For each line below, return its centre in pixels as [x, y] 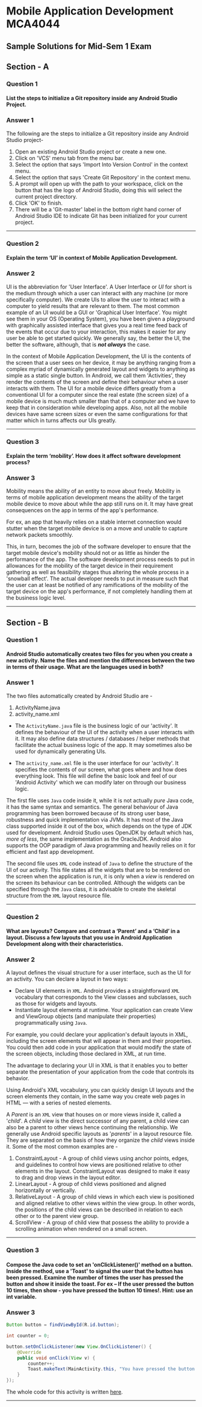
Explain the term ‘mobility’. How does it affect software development [93, 456]
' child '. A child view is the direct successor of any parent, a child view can [98, 1121]
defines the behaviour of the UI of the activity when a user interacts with [105, 732]
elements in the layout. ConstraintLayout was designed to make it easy [103, 1171]
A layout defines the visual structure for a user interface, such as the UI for [99, 973]
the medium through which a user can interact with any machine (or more [97, 293]
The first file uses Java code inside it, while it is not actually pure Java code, [100, 800]
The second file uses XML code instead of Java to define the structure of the [99, 863]
